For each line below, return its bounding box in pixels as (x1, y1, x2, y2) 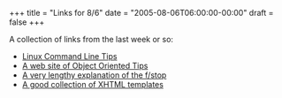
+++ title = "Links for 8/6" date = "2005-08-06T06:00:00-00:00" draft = (9, 8, 274, 18)
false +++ (9, 17, 45, 27)
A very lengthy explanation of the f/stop (21, 70, 167, 80)
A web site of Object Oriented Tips (21, 61, 149, 71)
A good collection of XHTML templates (21, 79, 164, 89)
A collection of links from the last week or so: (9, 34, 174, 44)
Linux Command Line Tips (21, 51, 118, 61)
